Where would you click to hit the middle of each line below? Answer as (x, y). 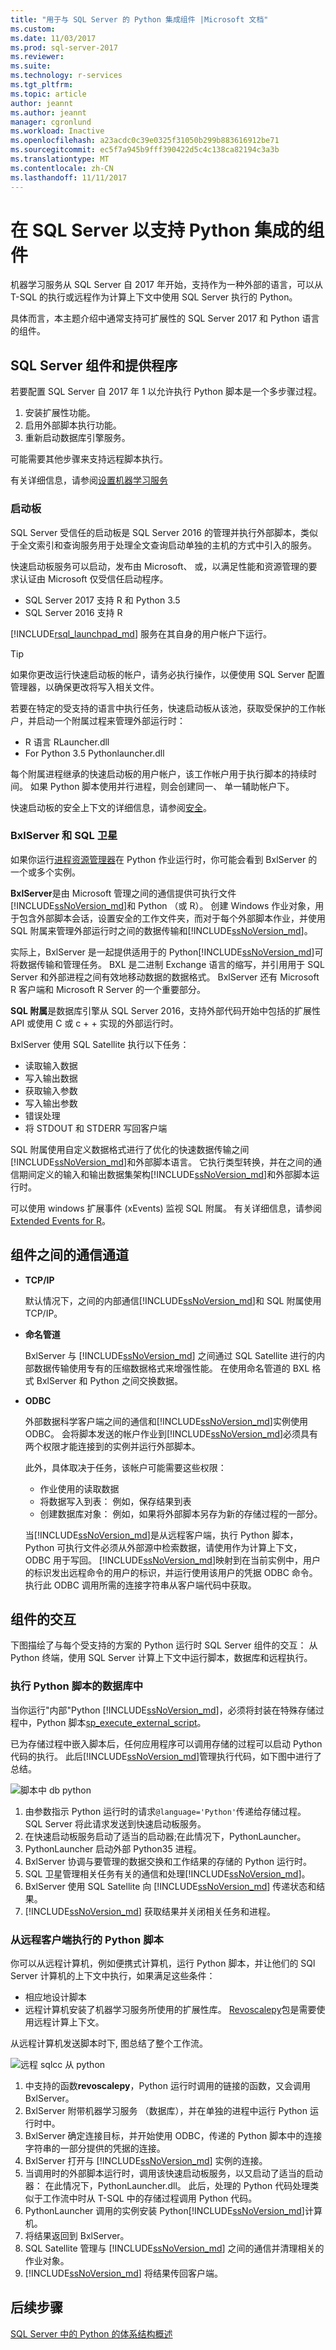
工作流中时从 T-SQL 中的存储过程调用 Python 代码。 (150, 2198)
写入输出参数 (51, 1103)
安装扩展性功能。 (60, 413)
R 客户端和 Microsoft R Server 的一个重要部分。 (108, 989)
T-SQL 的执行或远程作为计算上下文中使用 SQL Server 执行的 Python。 (154, 297)
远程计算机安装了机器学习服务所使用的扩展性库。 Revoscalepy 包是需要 (170, 2010)
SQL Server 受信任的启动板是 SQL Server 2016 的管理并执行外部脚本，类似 (164, 532)
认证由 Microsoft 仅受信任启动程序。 (93, 578)
